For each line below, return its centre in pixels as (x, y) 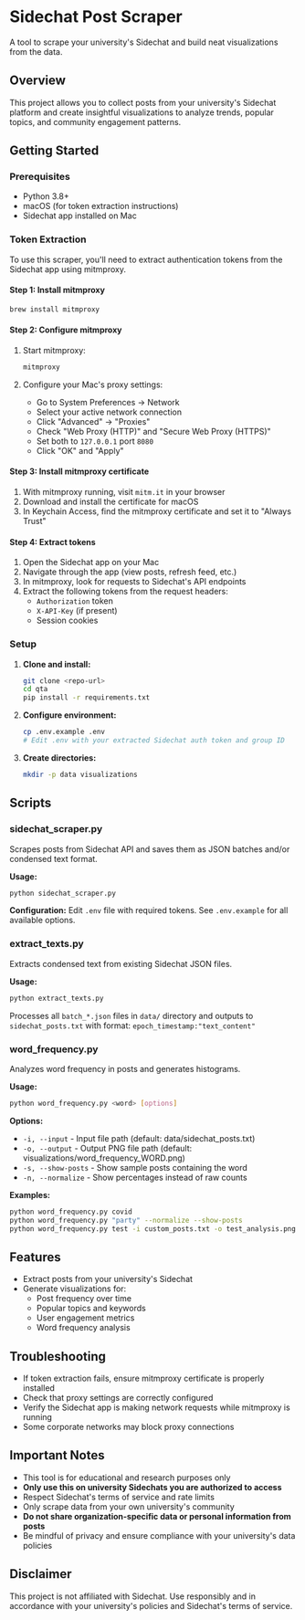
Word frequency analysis (83, 1328)
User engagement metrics (85, 1318)
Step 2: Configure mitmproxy (66, 330)
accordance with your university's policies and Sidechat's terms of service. (151, 1605)
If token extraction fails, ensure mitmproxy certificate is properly (143, 1378)
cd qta (35, 689)
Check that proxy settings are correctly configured (118, 1398)
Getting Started (54, 151)
